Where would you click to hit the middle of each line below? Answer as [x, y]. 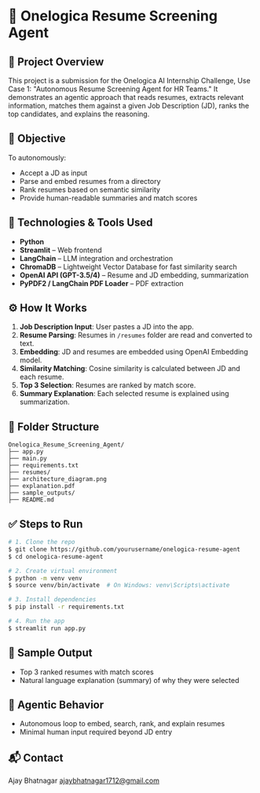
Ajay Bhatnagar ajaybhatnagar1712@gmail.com [84, 780]
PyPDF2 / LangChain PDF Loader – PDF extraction [101, 283]
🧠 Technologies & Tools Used [81, 223]
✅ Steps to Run [46, 524]
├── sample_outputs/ [42, 493]
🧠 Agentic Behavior [56, 705]
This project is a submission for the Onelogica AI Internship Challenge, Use [130, 81]
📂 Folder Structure [54, 426]
